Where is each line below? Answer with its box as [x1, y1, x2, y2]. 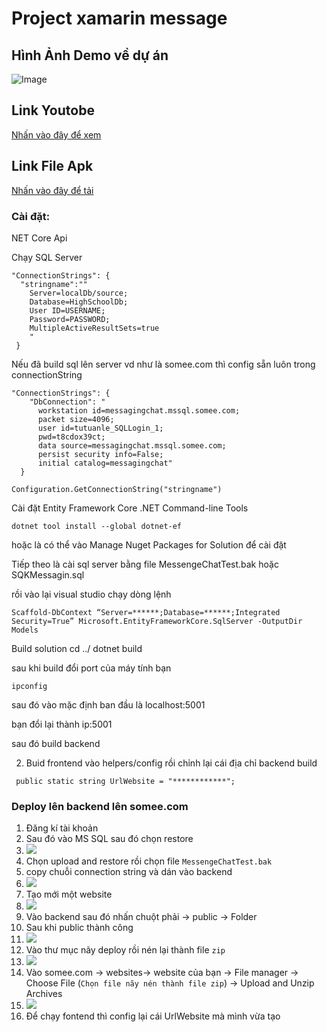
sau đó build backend [11, 737, 101, 749]
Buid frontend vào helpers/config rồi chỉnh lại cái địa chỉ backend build [25, 757, 318, 769]
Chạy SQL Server [11, 251, 83, 263]
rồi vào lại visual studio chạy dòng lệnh [11, 588, 172, 600]
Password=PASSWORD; [29, 314, 111, 324]
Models [11, 625, 39, 635]
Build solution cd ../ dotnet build [11, 642, 143, 654]
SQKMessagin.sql [11, 568, 85, 581]
